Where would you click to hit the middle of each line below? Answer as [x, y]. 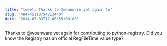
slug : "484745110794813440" [34, 14]
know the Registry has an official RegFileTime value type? [64, 38]
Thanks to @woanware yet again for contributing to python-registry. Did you [83, 33]
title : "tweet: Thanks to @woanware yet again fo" [59, 10]
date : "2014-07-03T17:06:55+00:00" [42, 19]
